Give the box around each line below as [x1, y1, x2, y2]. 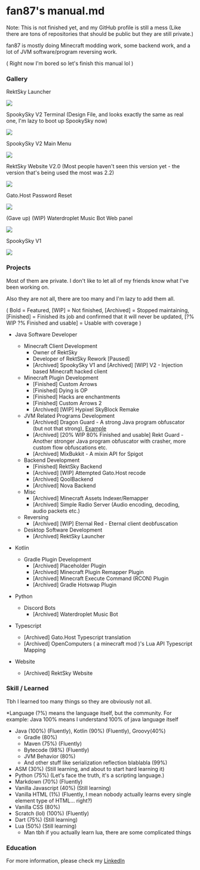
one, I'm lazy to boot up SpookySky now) [6, 118, 107, 125]
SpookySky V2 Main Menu [6, 140, 72, 147]
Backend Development [23, 456, 80, 464]
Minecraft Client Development [23, 342, 97, 350]
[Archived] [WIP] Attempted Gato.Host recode [32, 469, 146, 476]
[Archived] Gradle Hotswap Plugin [32, 581, 117, 588]
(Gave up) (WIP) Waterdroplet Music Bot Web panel [6, 215, 133, 222]
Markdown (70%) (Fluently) [14, 778, 83, 785]
